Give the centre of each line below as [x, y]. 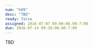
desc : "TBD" [17, 14]
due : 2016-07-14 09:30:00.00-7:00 [41, 28]
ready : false [19, 19]
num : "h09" [16, 10]
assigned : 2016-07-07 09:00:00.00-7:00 [47, 24]
